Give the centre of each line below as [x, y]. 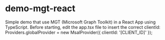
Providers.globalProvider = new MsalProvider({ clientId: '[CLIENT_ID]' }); [79, 32]
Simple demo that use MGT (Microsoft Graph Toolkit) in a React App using [80, 22]
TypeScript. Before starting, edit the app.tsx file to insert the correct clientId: [83, 27]
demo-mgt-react [40, 9]
